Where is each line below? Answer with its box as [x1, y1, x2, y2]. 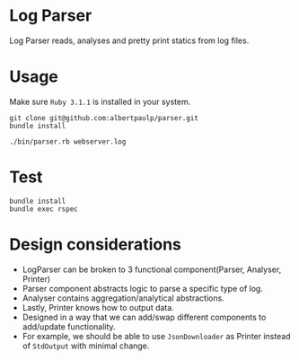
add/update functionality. [22, 320, 116, 332]
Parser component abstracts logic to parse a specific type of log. [22, 283, 263, 294]
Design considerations [9, 234, 182, 254]
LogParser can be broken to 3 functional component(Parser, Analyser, [22, 264, 282, 275]
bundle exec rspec [9, 204, 78, 214]
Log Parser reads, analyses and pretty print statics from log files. [9, 35, 250, 46]
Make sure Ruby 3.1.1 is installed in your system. [9, 96, 191, 107]
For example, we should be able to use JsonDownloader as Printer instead [22, 330, 291, 341]
